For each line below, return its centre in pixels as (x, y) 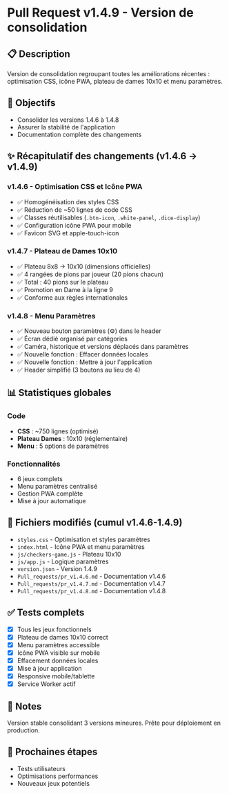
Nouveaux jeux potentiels (53, 783)
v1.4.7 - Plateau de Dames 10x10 (62, 251)
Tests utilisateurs (41, 768)
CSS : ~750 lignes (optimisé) (58, 431)
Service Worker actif (46, 684)
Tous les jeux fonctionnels (54, 629)
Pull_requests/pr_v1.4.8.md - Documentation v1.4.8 (91, 590)
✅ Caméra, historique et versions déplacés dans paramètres (103, 347)
